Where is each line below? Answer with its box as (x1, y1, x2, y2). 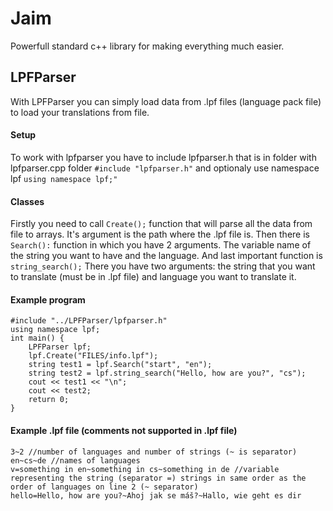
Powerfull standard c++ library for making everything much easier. (10, 40, 285, 52)
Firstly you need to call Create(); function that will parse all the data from (10, 218, 313, 230)
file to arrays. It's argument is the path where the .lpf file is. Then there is (10, 228, 310, 241)
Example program (10, 293, 86, 306)
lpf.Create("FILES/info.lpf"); (28, 351, 159, 361)
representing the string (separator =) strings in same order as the (10, 473, 307, 483)
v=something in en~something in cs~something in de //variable (10, 464, 280, 474)
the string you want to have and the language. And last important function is (10, 250, 323, 262)
